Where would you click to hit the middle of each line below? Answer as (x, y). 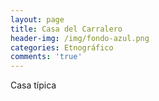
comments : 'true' (46, 57)
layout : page (37, 19)
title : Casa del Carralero (66, 29)
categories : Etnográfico (62, 47)
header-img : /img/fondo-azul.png (80, 38)
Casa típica (33, 85)
